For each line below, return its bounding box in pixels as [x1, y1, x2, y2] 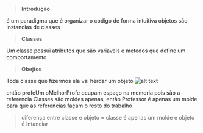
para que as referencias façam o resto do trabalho [6, 102, 132, 109]
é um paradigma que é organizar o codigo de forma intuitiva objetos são [6, 17, 188, 24]
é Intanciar [21, 120, 49, 128]
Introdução [21, 5, 51, 12]
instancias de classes [6, 24, 60, 31]
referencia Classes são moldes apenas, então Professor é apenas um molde [6, 96, 198, 102]
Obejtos [21, 65, 42, 73]
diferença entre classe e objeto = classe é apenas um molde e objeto [21, 114, 195, 121]
